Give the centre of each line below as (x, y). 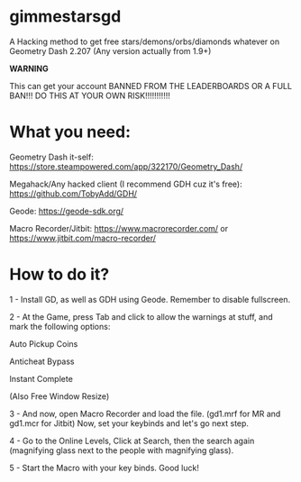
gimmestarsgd (65, 17)
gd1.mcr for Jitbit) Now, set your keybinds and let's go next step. (129, 423)
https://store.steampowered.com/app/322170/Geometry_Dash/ (126, 166)
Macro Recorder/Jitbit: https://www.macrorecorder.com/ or (119, 228)
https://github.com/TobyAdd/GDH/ (73, 193)
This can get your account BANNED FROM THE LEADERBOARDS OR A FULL (151, 86)
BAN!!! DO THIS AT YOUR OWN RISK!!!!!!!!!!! (90, 95)
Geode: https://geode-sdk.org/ (67, 211)
